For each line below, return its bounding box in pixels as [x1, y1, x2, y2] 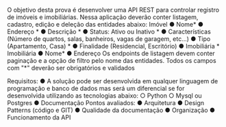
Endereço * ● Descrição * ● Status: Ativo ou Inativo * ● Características [7, 27, 211, 36]
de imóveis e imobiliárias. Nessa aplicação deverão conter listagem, [7, 13, 199, 21]
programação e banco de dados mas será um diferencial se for [7, 85, 185, 92]
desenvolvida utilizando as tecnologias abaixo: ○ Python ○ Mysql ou [7, 91, 202, 100]
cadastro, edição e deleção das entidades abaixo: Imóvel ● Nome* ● [7, 20, 204, 28]
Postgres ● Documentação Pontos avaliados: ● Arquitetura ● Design [7, 99, 205, 107]
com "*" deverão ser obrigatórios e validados [7, 64, 135, 72]
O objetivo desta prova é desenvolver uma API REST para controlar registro [7, 6, 220, 14]
